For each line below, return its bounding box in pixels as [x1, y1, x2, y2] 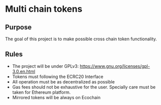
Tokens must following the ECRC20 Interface [12, 74, 103, 79]
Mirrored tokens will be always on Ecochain [12, 94, 101, 100]
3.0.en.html [12, 68, 35, 74]
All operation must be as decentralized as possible [12, 79, 115, 84]
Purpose [5, 23, 32, 31]
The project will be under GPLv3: [12, 63, 79, 69]
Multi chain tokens [5, 3, 83, 15]
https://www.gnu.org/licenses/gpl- [79, 63, 150, 69]
